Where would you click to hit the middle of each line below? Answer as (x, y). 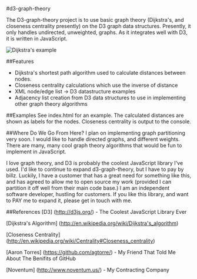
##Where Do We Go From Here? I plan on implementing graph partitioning (96, 133)
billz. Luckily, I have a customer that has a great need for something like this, (99, 175)
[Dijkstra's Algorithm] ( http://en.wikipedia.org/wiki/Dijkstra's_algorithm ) (92, 223)
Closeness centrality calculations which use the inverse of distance (96, 85)
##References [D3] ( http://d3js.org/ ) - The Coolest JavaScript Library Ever (96, 212)
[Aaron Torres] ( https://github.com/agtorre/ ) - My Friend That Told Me (91, 252)
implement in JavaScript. (36, 152)
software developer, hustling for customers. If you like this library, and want (97, 194)
